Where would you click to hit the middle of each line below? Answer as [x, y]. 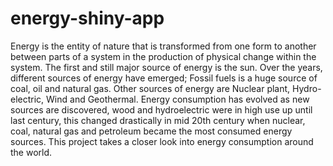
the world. [31, 152]
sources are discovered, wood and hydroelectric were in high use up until [161, 109]
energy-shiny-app [87, 18]
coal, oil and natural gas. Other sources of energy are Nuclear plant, [150, 88]
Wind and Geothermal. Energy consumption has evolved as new [178, 99]
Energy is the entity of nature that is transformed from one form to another [163, 46]
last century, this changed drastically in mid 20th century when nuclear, [158, 120]
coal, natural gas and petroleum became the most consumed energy [151, 131]
